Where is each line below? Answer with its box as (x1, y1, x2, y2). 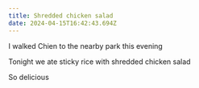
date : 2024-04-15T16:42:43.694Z (8, 19, 117, 27)
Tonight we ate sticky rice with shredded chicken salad (8, 57, 191, 66)
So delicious (8, 72, 50, 82)
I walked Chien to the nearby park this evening (8, 41, 163, 50)
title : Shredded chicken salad (8, 11, 114, 20)
